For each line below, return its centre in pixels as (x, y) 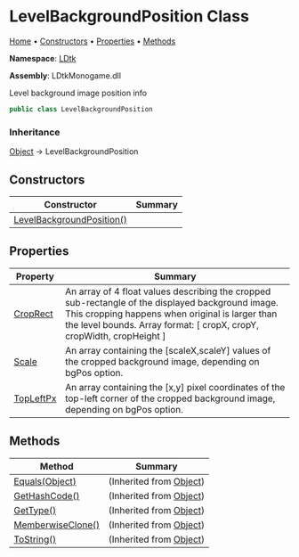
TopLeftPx (35, 398)
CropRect (33, 314)
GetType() (35, 510)
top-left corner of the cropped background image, (170, 398)
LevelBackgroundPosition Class (129, 16)
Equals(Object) (45, 481)
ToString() (35, 539)
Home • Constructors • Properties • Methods (93, 41)
